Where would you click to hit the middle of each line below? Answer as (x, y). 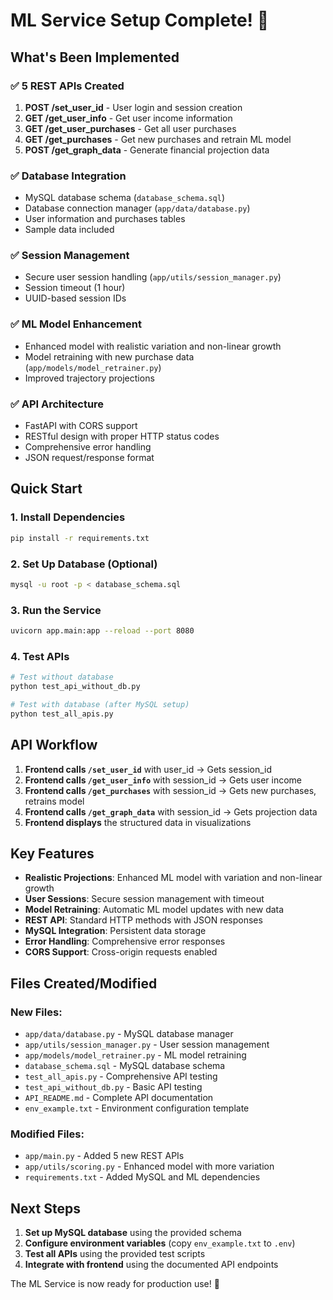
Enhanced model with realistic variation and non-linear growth (153, 346)
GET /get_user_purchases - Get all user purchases (130, 128)
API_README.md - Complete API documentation (119, 1098)
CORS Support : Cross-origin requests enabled (121, 952)
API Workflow (54, 745)
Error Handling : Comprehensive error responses (125, 941)
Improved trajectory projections (89, 378)
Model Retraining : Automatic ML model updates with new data (154, 910)
